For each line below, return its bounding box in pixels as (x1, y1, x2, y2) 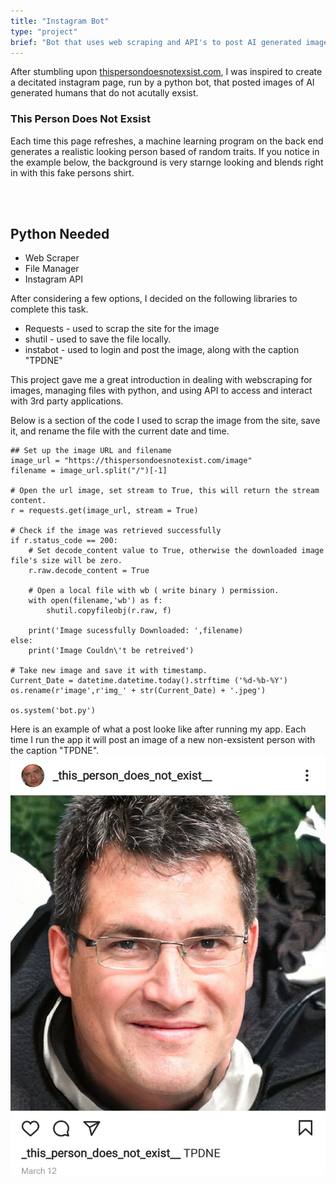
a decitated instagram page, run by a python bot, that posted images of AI (10, 76, 315, 89)
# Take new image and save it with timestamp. (10, 666, 208, 676)
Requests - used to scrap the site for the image (24, 323, 220, 335)
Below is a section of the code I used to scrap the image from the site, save (10, 415, 321, 427)
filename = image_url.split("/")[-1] (10, 466, 168, 476)
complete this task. (10, 303, 89, 315)
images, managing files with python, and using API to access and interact (10, 385, 313, 397)
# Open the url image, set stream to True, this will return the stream (10, 486, 320, 496)
